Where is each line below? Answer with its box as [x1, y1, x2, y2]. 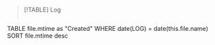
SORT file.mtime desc [7, 32, 68, 40]
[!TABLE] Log [23, 6, 61, 13]
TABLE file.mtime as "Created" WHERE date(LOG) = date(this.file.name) [7, 25, 208, 32]
